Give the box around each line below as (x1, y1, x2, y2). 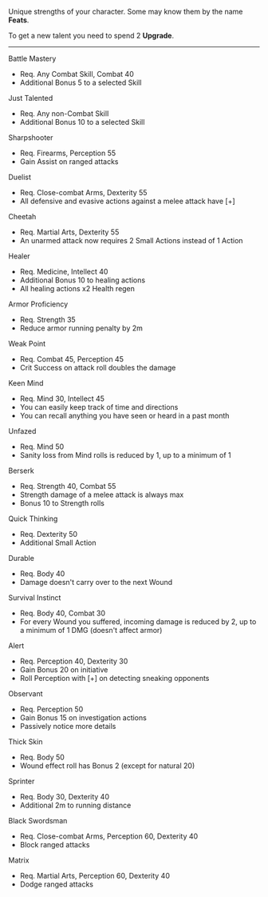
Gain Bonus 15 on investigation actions (19, 713, 148, 723)
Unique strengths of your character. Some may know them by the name (8, 7, 243, 16)
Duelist (8, 172, 32, 182)
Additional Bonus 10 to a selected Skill (19, 118, 145, 126)
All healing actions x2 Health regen (19, 284, 136, 293)
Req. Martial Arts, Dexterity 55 (19, 227, 120, 237)
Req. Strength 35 (19, 315, 76, 324)
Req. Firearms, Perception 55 (19, 148, 116, 158)
